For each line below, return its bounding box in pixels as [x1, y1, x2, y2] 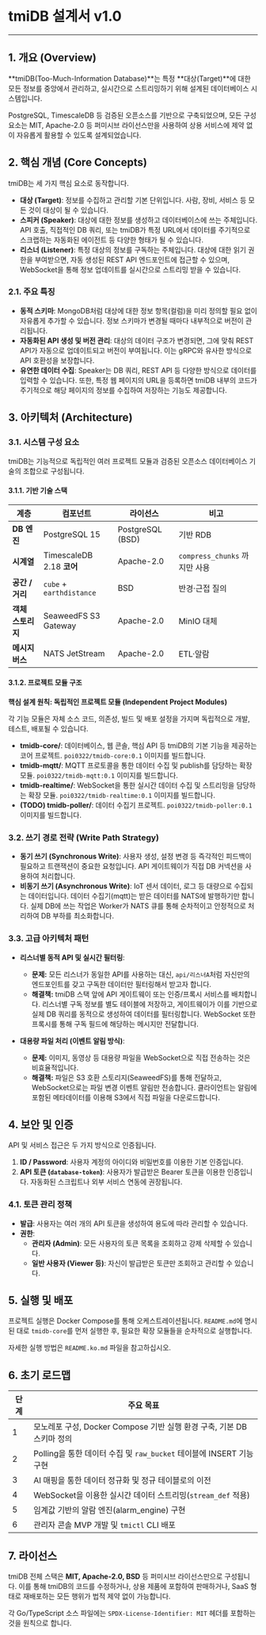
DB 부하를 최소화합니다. [40, 911, 115, 921]
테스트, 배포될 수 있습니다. [8, 723, 89, 733]
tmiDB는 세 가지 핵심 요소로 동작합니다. [8, 178, 129, 187]
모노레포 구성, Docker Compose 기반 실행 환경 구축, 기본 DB [32, 1421, 248, 1433]
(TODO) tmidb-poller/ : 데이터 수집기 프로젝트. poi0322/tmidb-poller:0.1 [19, 800, 253, 810]
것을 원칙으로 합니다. [8, 1618, 72, 1628]
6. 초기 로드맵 [8, 1368, 71, 1382]
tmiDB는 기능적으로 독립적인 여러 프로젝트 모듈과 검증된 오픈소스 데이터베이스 [8, 456, 248, 465]
